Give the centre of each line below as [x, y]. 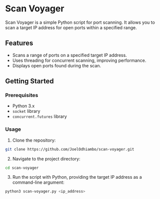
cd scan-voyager [22, 168]
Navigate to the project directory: [46, 158]
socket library [26, 111]
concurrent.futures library [40, 116]
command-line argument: [38, 182]
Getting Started [30, 81]
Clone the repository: [34, 140]
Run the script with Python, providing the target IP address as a [77, 177]
